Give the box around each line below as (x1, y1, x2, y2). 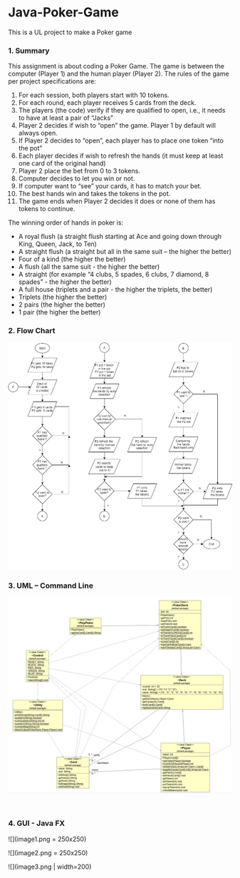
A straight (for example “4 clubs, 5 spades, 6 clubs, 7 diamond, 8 (18, 270, 209, 279)
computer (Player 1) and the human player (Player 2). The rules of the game (8, 69, 230, 78)
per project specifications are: (8, 77, 97, 86)
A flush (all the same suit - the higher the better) (18, 262, 160, 271)
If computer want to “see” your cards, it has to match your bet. (18, 182, 202, 190)
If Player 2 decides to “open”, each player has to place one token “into (18, 136, 224, 145)
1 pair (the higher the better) (18, 308, 101, 317)
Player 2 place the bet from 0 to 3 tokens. (18, 167, 141, 175)
